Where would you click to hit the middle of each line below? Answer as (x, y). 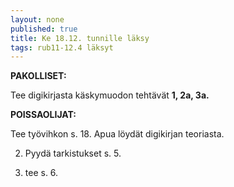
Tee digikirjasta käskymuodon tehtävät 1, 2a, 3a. (110, 95)
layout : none (37, 19)
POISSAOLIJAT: (43, 115)
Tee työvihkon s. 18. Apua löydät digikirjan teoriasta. (117, 134)
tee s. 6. (41, 173)
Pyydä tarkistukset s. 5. (73, 153)
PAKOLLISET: (38, 76)
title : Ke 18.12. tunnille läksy (80, 38)
